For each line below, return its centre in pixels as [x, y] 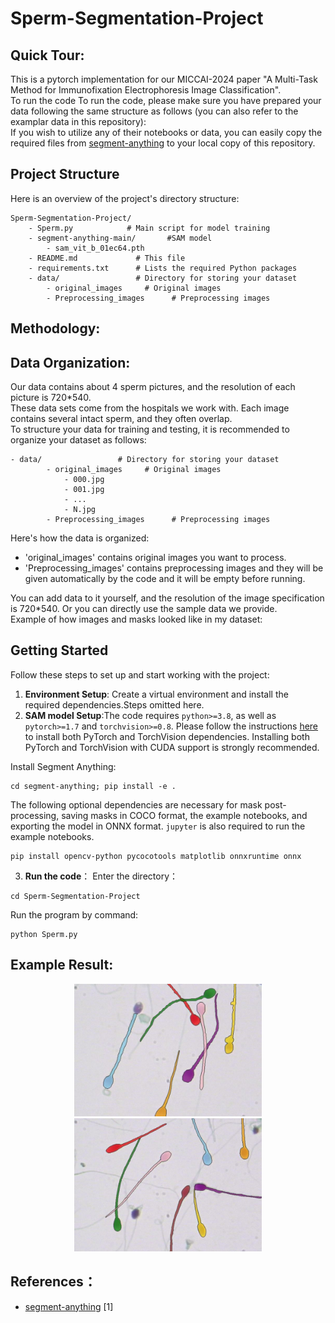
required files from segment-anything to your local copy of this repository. [163, 143]
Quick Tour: [47, 55]
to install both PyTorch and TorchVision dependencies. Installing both [167, 736]
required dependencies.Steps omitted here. [114, 704]
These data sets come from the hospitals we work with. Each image [150, 408]
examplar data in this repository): [78, 121]
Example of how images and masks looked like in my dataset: [136, 619]
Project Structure [65, 174]
